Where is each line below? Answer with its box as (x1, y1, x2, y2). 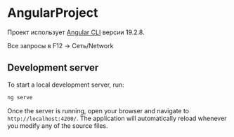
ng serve (7, 94, 33, 101)
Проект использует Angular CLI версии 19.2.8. (7, 28, 145, 36)
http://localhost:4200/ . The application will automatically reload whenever (7, 114, 227, 122)
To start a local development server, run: (7, 80, 124, 89)
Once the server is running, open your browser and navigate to (7, 106, 190, 115)
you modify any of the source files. (7, 121, 108, 130)
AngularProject (7, 5, 98, 21)
